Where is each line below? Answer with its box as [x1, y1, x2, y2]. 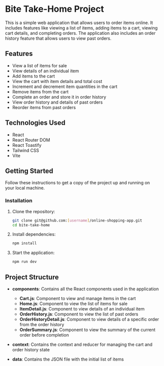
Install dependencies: [12, 231, 56, 237]
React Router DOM [12, 137, 51, 143]
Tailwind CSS [12, 147, 39, 153]
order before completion [19, 332, 69, 338]
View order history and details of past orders [12, 99, 103, 105]
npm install [12, 241, 37, 246]
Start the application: [12, 250, 55, 256]
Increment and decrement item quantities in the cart [12, 84, 118, 89]
